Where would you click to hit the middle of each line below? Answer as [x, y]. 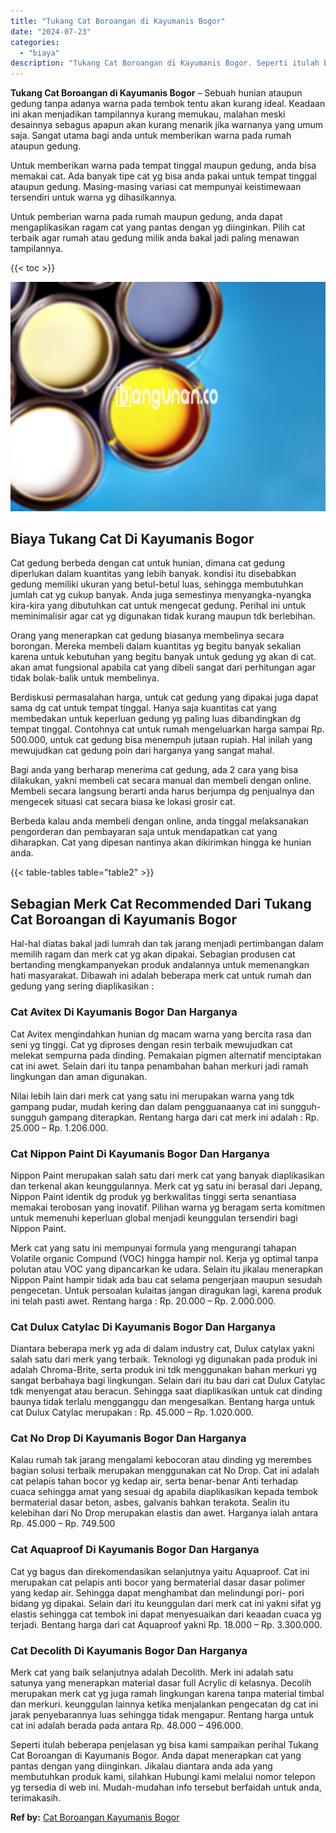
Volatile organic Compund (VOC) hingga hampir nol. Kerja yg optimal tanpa [164, 1258]
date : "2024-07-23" [51, 31]
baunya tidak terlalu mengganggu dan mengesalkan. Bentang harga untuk [162, 1402]
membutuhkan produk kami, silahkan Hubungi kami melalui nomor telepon [163, 1777]
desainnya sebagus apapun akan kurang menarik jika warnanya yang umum [167, 125]
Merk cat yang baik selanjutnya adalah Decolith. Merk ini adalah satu [152, 1672]
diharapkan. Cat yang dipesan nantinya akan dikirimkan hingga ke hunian [161, 842]
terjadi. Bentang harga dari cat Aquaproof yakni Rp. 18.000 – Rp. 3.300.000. [166, 1624]
